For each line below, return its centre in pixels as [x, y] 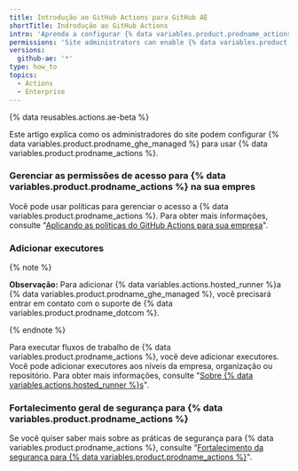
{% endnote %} [38, 330]
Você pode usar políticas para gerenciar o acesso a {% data [119, 206]
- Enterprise [41, 91]
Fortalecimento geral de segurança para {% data [116, 408]
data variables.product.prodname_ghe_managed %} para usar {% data [138, 144]
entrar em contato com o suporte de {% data [91, 303]
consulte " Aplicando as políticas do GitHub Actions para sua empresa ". [139, 225]
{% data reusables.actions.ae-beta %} [79, 117]
